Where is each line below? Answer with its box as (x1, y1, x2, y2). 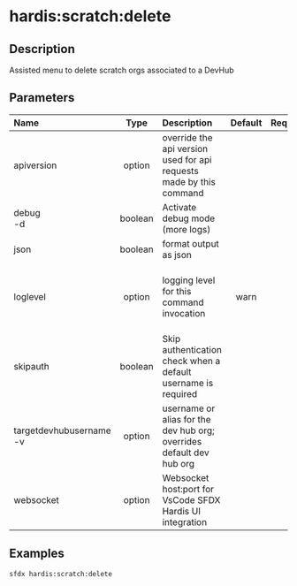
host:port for (162, 483, 215, 495)
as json (162, 248, 193, 261)
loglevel (13, 290, 47, 302)
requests (162, 164, 199, 177)
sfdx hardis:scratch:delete (9, 569, 113, 578)
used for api (162, 153, 212, 165)
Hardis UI (162, 505, 202, 517)
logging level (162, 274, 216, 286)
